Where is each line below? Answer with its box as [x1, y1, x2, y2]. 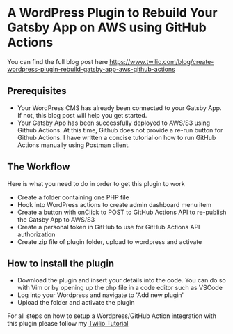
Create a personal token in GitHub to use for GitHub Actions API [17, 222, 200, 231]
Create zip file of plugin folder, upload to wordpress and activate [17, 237, 202, 245]
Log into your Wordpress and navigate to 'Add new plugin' [17, 291, 184, 299]
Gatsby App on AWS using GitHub [7, 20, 207, 36]
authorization [17, 230, 56, 238]
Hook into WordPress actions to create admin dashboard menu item [17, 200, 212, 208]
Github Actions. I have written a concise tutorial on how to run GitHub [17, 133, 216, 142]
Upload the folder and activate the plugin [17, 298, 135, 307]
